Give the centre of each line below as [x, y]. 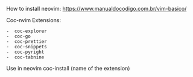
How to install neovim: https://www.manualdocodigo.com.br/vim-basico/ [96, 9]
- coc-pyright [25, 52]
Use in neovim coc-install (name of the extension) [68, 68]
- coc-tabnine [25, 57]
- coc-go [19, 36]
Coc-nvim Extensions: [34, 20]
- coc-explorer [27, 31]
